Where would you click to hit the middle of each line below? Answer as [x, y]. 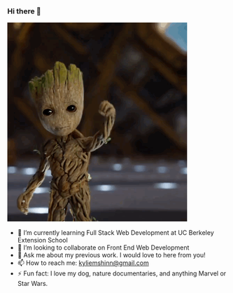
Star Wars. [33, 284]
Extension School [42, 240]
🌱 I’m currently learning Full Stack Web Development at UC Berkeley [116, 233]
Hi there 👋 [24, 11]
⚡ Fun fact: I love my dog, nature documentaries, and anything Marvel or [122, 273]
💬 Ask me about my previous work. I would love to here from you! [112, 255]
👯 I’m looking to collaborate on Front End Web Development [103, 247]
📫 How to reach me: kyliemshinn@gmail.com [83, 263]
